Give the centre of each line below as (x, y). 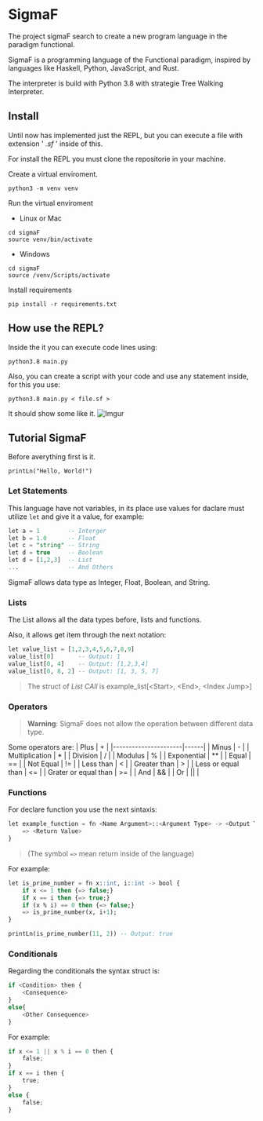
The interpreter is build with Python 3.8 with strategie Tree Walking (116, 83)
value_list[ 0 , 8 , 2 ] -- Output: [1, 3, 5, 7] (83, 671)
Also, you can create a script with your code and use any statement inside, (128, 376)
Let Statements (38, 491)
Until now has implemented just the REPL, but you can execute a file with (126, 135)
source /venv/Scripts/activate (59, 275)
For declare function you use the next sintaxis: (83, 809)
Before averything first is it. (52, 457)
